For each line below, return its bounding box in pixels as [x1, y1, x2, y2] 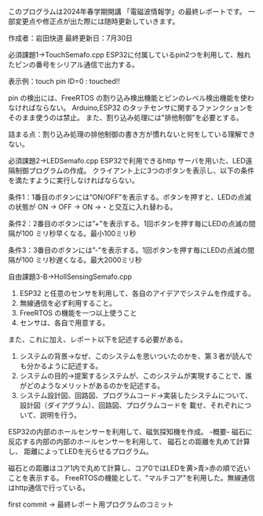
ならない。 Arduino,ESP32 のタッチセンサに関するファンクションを [35, 103, 254, 112]
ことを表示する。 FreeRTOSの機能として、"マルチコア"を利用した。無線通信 [8, 474, 255, 482]
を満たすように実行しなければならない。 [8, 176, 139, 185]
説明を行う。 [39, 411, 81, 419]
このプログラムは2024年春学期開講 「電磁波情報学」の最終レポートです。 [8, 7, 247, 16]
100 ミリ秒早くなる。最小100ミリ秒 [21, 229, 137, 238]
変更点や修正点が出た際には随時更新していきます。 [14, 16, 180, 26]
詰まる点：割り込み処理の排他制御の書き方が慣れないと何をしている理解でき [8, 130, 256, 139]
